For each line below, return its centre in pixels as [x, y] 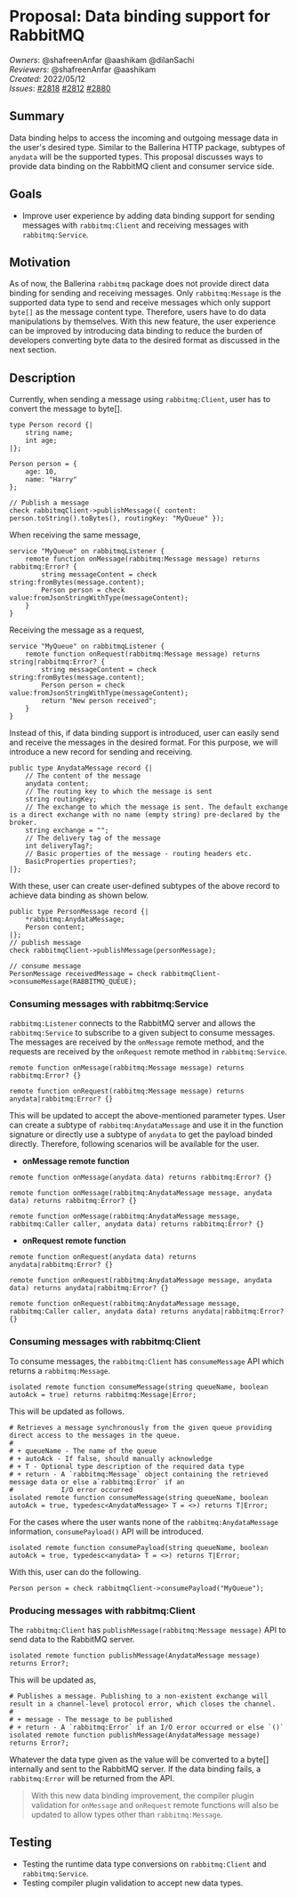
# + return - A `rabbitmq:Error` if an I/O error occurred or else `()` [147, 1728]
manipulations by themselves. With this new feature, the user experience [143, 321]
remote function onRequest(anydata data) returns [103, 1257]
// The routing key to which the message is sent [119, 792]
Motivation [40, 262]
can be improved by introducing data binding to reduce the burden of [136, 331]
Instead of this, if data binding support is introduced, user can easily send [144, 733]
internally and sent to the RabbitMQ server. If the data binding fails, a [135, 1769]
